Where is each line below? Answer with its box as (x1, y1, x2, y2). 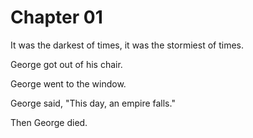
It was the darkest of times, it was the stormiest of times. (10, 39, 245, 51)
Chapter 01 (10, 6, 103, 29)
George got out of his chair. (10, 58, 123, 70)
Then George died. (10, 116, 88, 128)
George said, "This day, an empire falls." (10, 97, 176, 109)
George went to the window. (10, 77, 127, 90)
